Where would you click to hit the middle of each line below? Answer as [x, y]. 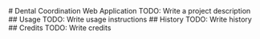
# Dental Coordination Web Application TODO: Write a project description [130, 11]
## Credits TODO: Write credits [60, 28]
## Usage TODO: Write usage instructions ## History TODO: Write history [130, 19]
